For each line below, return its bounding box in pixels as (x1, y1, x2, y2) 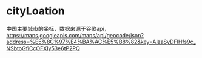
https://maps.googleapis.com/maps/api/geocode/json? (6, 31, 144, 39)
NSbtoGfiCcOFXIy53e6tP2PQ (6, 44, 80, 52)
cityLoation (6, 4, 65, 18)
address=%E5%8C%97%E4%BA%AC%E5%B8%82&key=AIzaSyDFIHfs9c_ (6, 38, 196, 45)
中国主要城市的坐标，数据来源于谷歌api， (6, 25, 110, 32)
